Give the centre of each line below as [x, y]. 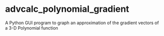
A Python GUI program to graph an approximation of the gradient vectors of [82, 23]
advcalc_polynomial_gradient [67, 9]
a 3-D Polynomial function [32, 28]
